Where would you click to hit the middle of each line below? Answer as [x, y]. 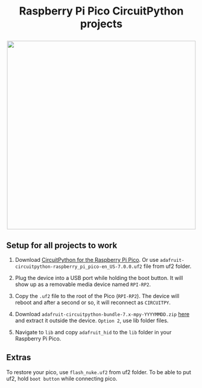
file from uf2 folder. [168, 266]
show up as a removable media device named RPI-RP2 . [83, 284]
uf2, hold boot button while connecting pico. [62, 378]
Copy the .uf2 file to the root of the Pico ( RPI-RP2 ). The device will [97, 296]
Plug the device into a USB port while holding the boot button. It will [99, 278]
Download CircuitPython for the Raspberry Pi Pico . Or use [87, 260]
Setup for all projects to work [62, 245]
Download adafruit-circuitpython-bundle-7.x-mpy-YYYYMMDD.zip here [102, 314]
